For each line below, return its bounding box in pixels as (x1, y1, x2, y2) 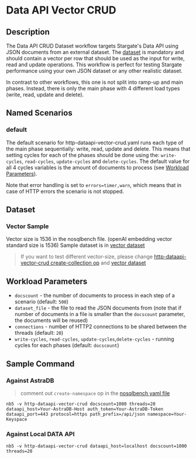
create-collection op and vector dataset (50, 259, 146, 267)
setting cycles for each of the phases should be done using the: (6, 151, 160, 158)
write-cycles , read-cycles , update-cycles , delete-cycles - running (14, 335, 174, 343)
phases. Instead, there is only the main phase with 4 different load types (6, 85, 180, 91)
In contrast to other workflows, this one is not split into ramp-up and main (6, 79, 183, 86)
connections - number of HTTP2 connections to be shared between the (14, 323, 187, 330)
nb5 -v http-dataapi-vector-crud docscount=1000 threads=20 (6, 401, 156, 407)
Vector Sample (6, 222, 49, 230)
